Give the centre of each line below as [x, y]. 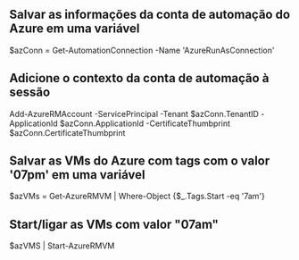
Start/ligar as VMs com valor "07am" [114, 224]
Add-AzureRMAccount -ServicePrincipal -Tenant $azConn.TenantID [134, 113]
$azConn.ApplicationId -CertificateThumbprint [145, 123]
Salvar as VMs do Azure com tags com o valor [140, 161]
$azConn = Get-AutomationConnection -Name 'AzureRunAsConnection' [142, 50]
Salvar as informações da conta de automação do [150, 15]
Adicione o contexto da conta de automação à [139, 78]
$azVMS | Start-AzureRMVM [62, 246]
